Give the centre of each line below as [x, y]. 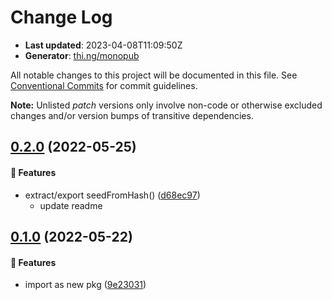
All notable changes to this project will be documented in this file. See [154, 75]
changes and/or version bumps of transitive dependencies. [132, 115]
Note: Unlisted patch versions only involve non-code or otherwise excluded [166, 105]
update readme [71, 205]
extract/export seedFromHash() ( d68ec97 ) [112, 195]
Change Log [61, 17]
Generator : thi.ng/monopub [82, 55]
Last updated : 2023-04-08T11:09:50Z [103, 45]
